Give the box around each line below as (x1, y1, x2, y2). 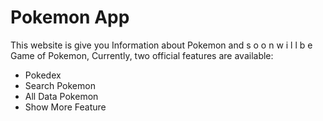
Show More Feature (24, 101, 107, 113)
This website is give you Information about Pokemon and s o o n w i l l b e (10, 39, 313, 51)
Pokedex (24, 69, 62, 81)
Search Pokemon (24, 79, 96, 91)
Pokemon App (10, 6, 130, 29)
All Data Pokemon (24, 90, 99, 102)
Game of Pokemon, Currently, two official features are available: (10, 49, 274, 61)
